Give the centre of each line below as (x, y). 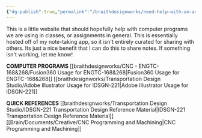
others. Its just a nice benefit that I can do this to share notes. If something (98, 48)
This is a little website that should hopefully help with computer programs (97, 29)
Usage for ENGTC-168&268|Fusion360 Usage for (118, 72)
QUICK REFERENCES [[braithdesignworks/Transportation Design (87, 103)
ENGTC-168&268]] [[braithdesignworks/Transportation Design (84, 79)
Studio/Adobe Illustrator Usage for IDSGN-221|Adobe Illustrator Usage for (97, 85)
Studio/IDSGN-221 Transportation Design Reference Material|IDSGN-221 (96, 109)
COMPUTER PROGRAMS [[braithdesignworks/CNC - (72, 66)
